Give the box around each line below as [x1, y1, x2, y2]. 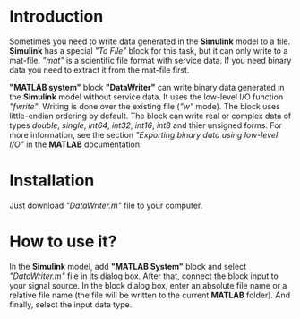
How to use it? [9, 231, 117, 252]
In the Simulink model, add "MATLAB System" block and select [9, 261, 246, 272]
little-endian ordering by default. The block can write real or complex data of [9, 110, 292, 121]
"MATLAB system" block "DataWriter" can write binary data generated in [9, 82, 285, 92]
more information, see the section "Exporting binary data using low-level [9, 129, 279, 140]
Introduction [9, 6, 104, 27]
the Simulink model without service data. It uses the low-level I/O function [9, 91, 284, 102]
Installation [9, 170, 95, 191]
